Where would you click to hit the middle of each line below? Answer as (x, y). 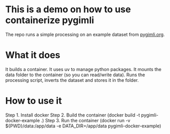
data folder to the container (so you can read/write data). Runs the (75, 75)
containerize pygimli (50, 20)
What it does (33, 55)
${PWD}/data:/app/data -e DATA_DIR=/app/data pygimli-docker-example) (83, 126)
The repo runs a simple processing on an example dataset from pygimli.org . (85, 34)
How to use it (34, 101)
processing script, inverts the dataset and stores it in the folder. (72, 80)
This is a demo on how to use (68, 9)
